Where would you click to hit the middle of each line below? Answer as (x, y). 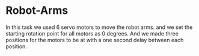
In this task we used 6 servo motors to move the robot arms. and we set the (99, 27)
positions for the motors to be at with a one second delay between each (95, 40)
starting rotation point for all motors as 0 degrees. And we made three (92, 33)
